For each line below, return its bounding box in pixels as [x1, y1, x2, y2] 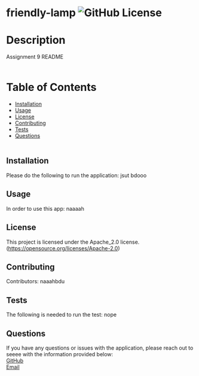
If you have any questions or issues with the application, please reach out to [6, 344, 194, 351]
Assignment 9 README [6, 53, 64, 60]
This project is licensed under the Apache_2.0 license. [6, 238, 140, 245]
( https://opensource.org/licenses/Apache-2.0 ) [6, 244, 121, 251]
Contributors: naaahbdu [6, 278, 65, 285]
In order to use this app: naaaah [6, 205, 85, 212]
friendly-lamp [6, 6, 76, 20]
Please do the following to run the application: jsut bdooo [6, 171, 147, 179]
